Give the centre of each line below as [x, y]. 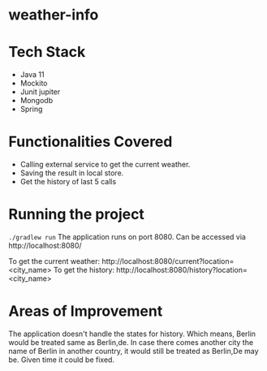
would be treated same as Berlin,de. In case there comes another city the [131, 342]
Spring [31, 109]
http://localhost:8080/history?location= [182, 270]
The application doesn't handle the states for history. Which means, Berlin [132, 334]
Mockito [34, 84]
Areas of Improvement [86, 311]
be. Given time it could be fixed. [62, 360]
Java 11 [32, 75]
